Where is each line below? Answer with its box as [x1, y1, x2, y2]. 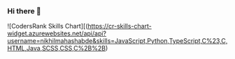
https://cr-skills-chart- [87, 22, 152, 31]
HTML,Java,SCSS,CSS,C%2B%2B [7, 44, 106, 53]
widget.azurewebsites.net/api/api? [7, 29, 107, 37]
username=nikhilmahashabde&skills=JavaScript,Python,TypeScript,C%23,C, [7, 37, 228, 45]
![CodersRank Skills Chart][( [7, 22, 88, 31]
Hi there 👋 [7, 6, 42, 16]
